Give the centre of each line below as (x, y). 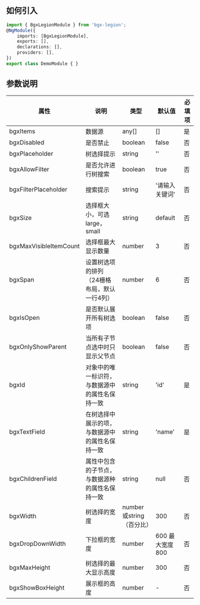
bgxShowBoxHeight (37, 588)
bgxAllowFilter (29, 169)
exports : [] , (33, 41)
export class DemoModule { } (42, 64)
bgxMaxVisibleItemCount (45, 246)
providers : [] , (36, 53)
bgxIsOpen (24, 317)
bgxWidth (23, 516)
